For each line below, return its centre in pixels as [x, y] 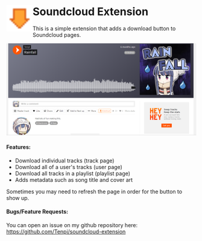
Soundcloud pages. [57, 34]
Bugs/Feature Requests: [37, 212]
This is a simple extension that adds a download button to [104, 28]
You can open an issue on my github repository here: [72, 225]
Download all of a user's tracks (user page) [68, 167]
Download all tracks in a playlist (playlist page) [73, 173]
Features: [19, 147]
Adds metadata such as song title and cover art [74, 179]
